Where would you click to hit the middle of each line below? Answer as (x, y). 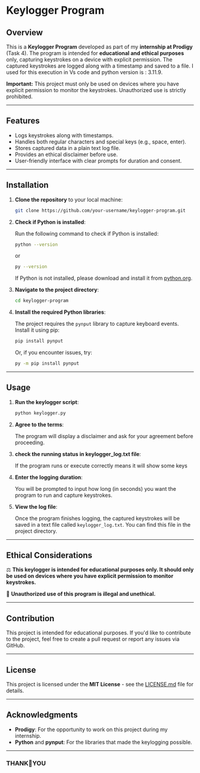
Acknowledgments (42, 715)
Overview (25, 33)
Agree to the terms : (39, 424)
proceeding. (29, 442)
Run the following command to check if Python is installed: (87, 233)
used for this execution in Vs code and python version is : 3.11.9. (84, 72)
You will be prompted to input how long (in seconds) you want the (96, 488)
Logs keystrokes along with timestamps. (64, 135)
